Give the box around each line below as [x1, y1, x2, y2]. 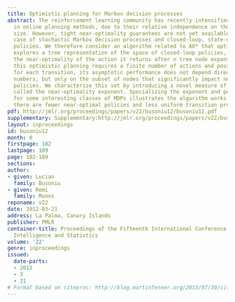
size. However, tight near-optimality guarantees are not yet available [13, 29, 230, 37]
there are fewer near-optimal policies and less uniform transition [13, 102, 218, 109]
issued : [7, 252, 30, 259]
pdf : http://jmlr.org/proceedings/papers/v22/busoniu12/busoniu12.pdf [7, 108, 218, 115]
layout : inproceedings [7, 121, 73, 128]
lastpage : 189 [7, 147, 49, 154]
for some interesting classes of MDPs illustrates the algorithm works [13, 95, 227, 102]
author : [7, 166, 30, 174]
